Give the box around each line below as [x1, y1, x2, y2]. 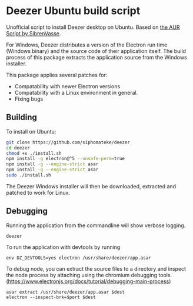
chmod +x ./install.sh [6, 150, 62, 157]
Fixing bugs [14, 95, 44, 102]
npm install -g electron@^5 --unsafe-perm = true [6, 156, 125, 162]
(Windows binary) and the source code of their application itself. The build [6, 47, 187, 54]
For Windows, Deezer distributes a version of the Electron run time [6, 41, 168, 48]
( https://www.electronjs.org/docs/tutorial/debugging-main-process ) [6, 278, 171, 285]
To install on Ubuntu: [6, 128, 56, 135]
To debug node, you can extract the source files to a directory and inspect [6, 265, 187, 272]
